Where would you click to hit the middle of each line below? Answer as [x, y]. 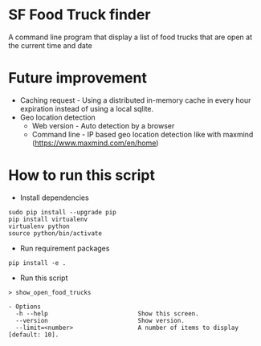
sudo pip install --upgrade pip [62, 212]
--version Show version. [100, 320]
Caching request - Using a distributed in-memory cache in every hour [135, 100]
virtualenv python [39, 226]
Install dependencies [55, 197]
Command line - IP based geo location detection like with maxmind [143, 134]
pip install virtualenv [48, 219]
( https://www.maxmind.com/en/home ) [95, 143]
